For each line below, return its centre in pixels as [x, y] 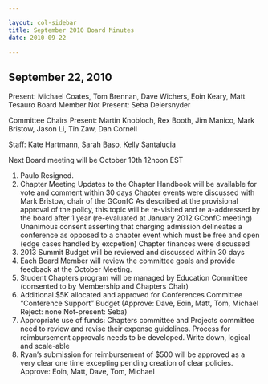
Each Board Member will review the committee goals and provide [128, 261]
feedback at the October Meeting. [76, 269]
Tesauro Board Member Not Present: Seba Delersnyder [99, 105]
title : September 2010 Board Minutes [71, 30]
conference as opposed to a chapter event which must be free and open [140, 235]
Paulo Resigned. [47, 176]
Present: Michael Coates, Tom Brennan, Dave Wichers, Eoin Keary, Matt [127, 96]
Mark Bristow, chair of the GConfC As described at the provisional [129, 201]
